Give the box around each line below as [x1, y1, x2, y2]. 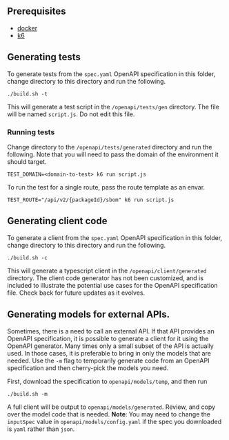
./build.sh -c [7, 254, 48, 262]
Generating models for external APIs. [7, 309, 170, 320]
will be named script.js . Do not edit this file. [7, 110, 135, 118]
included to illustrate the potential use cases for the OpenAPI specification [7, 281, 219, 289]
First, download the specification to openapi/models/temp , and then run [7, 377, 208, 385]
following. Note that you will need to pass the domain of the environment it [7, 150, 219, 158]
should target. [7, 157, 47, 165]
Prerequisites [7, 6, 66, 17]
